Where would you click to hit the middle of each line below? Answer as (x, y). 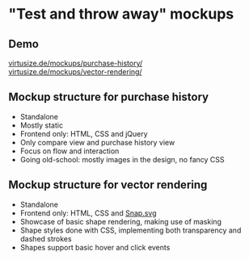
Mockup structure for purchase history (108, 97)
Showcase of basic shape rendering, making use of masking (121, 221)
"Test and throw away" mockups (121, 14)
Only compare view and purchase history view (97, 142)
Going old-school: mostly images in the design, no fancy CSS (122, 159)
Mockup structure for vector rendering (108, 185)
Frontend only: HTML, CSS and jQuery (84, 133)
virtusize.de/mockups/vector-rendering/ (76, 72)
